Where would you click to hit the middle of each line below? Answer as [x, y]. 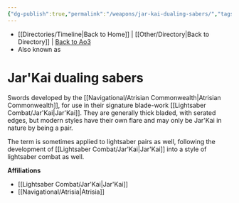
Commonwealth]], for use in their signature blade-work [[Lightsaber [107, 105]
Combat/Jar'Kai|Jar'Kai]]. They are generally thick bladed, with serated [112, 113]
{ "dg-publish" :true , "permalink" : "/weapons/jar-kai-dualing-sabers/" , [113, 14]
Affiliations [24, 170]
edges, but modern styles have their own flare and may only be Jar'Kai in [115, 120]
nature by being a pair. [40, 128]
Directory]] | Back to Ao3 [54, 42]
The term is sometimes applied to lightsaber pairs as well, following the [111, 141]
